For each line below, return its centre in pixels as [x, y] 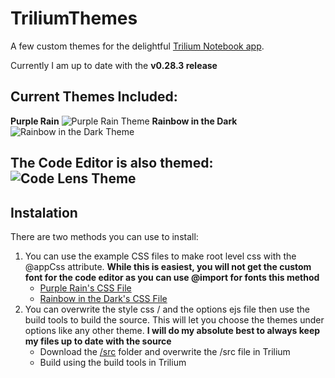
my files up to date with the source [98, 341]
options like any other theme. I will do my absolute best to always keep [172, 330]
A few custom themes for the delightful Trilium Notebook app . [137, 46]
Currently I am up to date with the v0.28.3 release [114, 65]
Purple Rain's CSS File [85, 288]
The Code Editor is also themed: [112, 163]
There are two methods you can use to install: [104, 236]
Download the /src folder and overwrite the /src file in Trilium [165, 351]
